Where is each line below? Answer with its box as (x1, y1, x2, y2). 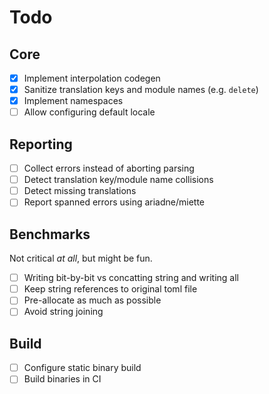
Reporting (9, 136, 73, 153)
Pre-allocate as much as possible (23, 294, 162, 306)
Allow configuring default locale (23, 106, 156, 118)
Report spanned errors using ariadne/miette (23, 196, 206, 208)
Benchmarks (9, 226, 91, 243)
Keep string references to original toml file (23, 283, 198, 295)
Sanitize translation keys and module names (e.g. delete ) (23, 84, 259, 96)
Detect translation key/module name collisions (23, 174, 214, 186)
